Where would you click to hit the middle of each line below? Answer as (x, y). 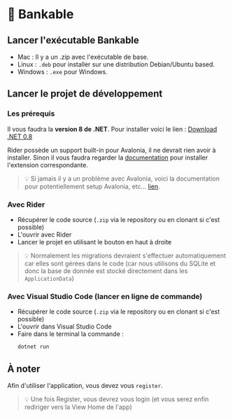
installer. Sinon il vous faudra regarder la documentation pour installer (108, 158)
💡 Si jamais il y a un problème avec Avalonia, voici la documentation (122, 179)
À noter (24, 369)
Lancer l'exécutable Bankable (73, 40)
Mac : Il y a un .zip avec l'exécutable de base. (83, 57)
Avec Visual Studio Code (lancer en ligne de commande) (105, 296)
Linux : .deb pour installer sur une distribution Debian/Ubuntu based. (116, 64)
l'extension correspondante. (48, 165)
